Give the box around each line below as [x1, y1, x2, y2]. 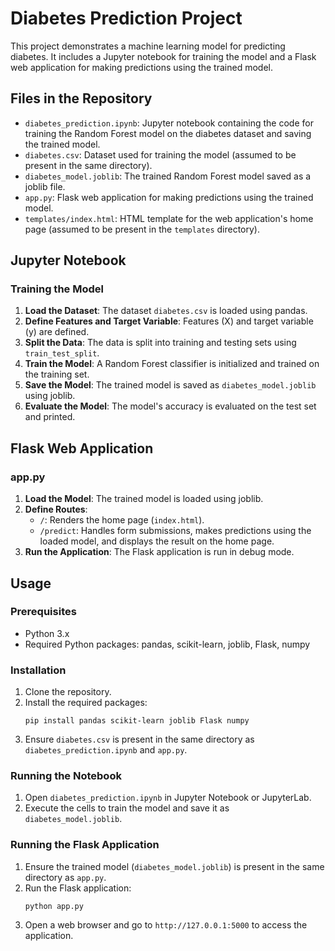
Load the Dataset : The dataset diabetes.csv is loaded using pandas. [24, 305, 308, 317]
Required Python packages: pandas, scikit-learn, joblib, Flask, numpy [24, 638, 311, 650]
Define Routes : [24, 503, 88, 516]
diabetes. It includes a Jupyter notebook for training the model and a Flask [10, 50, 317, 62]
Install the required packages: [24, 697, 148, 709]
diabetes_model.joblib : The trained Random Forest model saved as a [24, 170, 312, 182]
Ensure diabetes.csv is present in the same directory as [24, 733, 255, 746]
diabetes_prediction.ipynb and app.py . [24, 744, 188, 756]
